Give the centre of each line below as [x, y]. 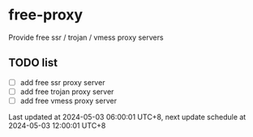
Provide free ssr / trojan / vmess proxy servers [86, 37]
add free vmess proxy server [69, 101]
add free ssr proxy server [62, 82]
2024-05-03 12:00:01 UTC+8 [57, 125]
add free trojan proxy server [67, 92]
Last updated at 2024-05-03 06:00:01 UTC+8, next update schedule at [127, 117]
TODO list [33, 63]
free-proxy [46, 15]
